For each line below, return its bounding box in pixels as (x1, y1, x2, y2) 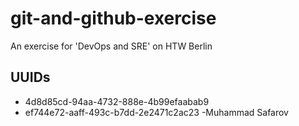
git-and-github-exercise (10, 7, 217, 30)
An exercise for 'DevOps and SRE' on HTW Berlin (10, 40, 213, 52)
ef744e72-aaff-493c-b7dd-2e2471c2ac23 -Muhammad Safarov (24, 106, 289, 118)
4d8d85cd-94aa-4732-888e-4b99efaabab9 (24, 95, 210, 107)
